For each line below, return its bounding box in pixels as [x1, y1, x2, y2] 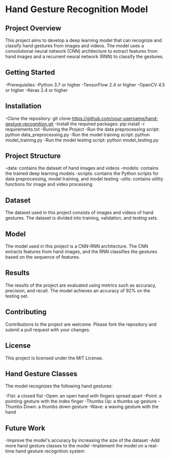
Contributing [5, 308, 47, 316]
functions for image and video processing [5, 181, 93, 188]
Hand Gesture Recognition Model [5, 4, 148, 15]
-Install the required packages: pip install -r [54, 120, 145, 127]
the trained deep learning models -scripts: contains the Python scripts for [5, 170, 159, 176]
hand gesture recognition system [15, 448, 85, 454]
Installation [5, 102, 42, 110]
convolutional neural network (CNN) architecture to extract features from [5, 48, 158, 54]
